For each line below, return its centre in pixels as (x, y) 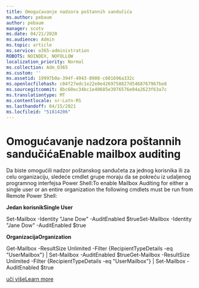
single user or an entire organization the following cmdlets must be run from (99, 189)
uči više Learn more (30, 279)
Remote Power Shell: (32, 196)
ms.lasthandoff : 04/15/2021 (41, 106)
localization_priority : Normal (45, 62)
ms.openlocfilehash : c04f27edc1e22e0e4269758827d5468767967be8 (87, 84)
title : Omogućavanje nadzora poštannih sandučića (69, 12)
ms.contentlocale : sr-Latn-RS (44, 100)
